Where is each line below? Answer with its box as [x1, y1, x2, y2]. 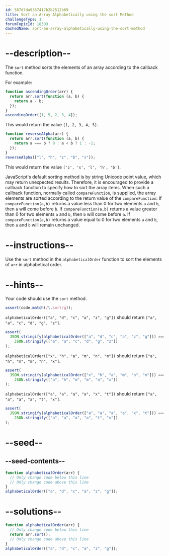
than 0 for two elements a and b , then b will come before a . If [5, 211, 131, 217]
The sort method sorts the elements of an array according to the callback [5, 64, 158, 70]
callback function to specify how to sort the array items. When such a [5, 184, 149, 190]
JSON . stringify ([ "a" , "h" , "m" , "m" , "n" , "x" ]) [14, 377, 118, 382]
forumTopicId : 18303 [5, 21, 49, 27]
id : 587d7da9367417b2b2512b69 [5, 7, 69, 13]
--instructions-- [5, 240, 74, 251]
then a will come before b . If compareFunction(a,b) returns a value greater [5, 206, 157, 212]
